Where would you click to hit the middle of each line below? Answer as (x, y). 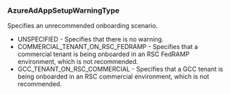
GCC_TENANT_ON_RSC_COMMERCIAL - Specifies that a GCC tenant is (120, 69)
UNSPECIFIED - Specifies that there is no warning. (90, 39)
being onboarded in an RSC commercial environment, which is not (113, 76)
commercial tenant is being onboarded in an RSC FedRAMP (103, 54)
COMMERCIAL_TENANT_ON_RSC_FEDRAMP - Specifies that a (108, 47)
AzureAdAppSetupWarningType (63, 11)
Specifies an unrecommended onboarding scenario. (83, 26)
